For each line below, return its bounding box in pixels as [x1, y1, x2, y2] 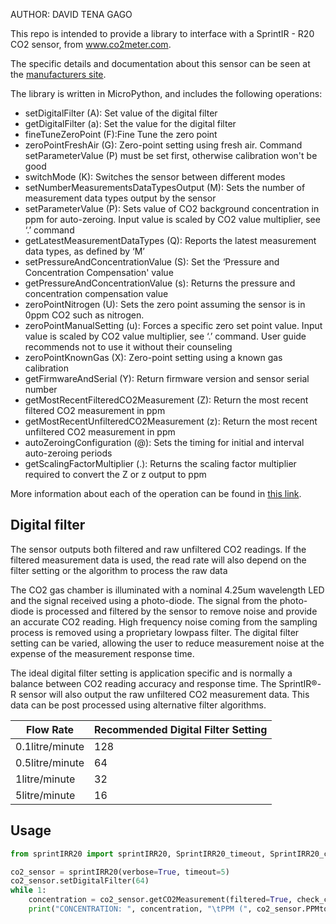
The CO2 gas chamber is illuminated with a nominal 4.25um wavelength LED [10, 584, 325, 596]
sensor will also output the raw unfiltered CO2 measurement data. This [18, 688, 310, 700]
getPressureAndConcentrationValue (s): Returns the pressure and [24, 277, 296, 289]
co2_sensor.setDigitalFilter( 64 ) [10, 876, 150, 886]
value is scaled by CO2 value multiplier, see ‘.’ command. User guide [24, 330, 307, 342]
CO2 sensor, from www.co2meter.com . [10, 39, 172, 50]
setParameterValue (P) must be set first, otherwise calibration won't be [24, 150, 318, 161]
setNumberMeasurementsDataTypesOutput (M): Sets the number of [24, 182, 306, 193]
